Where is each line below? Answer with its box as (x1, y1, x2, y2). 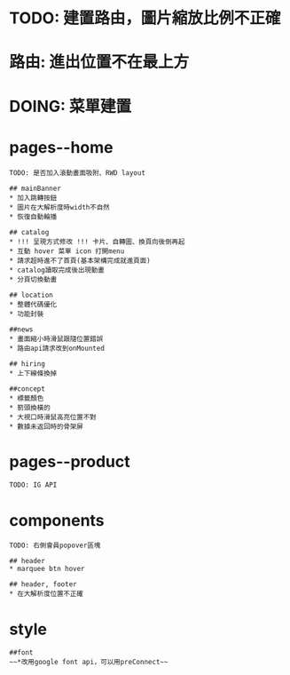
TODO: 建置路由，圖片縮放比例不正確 (9, 8, 281, 28)
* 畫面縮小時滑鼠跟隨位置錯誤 (9, 334, 104, 343)
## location (9, 290, 53, 299)
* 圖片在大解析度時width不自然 (9, 202, 110, 211)
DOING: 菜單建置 (9, 96, 131, 116)
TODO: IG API (9, 480, 58, 489)
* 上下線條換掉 (9, 369, 58, 377)
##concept (9, 384, 46, 393)
